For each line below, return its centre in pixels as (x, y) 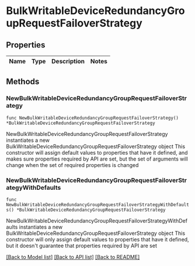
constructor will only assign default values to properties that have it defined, (97, 239)
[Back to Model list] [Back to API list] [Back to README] (73, 257)
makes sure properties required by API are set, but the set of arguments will (97, 159)
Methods (23, 82)
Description (68, 61)
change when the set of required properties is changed (72, 165)
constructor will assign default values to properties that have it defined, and (97, 152)
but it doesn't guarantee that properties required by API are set (82, 245)
